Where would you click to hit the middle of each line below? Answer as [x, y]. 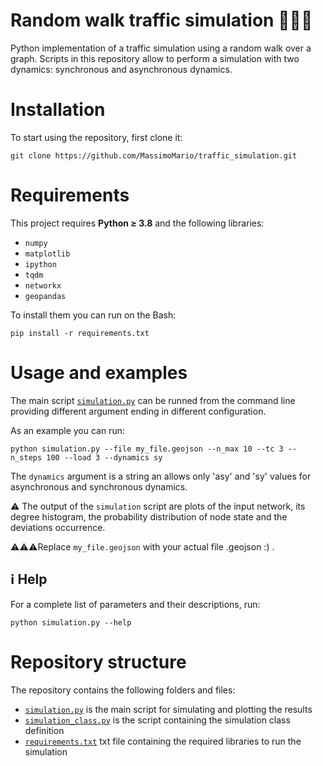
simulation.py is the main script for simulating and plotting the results [168, 709]
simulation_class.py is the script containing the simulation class [157, 720]
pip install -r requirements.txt [80, 333]
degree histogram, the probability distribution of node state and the [149, 516]
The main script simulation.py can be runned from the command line [153, 400]
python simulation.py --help [71, 622]
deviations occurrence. [58, 527]
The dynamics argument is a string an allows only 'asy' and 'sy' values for [161, 476]
